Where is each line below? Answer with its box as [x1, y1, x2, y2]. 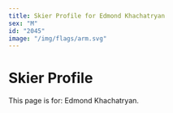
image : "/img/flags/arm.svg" [8, 34, 107, 43]
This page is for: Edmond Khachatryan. [8, 96, 140, 106]
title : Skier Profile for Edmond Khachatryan [8, 11, 165, 20]
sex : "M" [8, 19, 38, 27]
